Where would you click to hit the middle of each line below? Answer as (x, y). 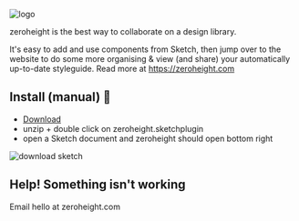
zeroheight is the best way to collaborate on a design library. (123, 31)
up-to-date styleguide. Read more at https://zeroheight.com (122, 69)
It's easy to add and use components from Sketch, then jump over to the (145, 49)
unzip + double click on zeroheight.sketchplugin (113, 128)
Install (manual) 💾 (60, 97)
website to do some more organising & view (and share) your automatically (150, 59)
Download (42, 119)
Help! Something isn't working (98, 185)
